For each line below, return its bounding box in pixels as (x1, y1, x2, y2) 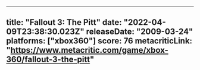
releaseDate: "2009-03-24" (86, 27, 193, 37)
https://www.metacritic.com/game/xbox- (10, 45, 168, 55)
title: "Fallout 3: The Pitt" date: (6, 17, 122, 27)
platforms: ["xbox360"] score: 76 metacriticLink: (6, 36, 192, 46)
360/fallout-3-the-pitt (6, 55, 90, 65)
